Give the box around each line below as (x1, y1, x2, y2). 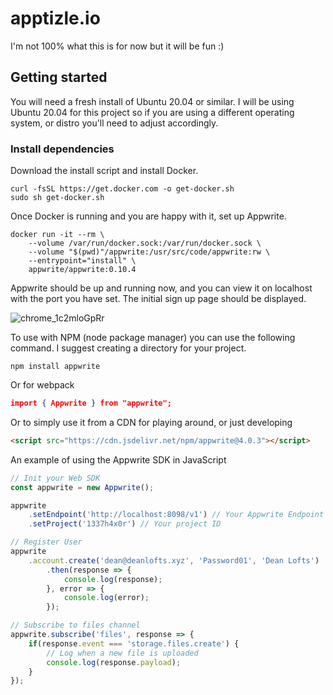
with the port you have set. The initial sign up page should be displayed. (10, 293, 307, 305)
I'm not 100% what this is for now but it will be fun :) (10, 40, 225, 52)
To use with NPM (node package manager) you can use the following (10, 332, 296, 344)
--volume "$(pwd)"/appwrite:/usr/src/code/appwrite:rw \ (28, 247, 271, 257)
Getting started (10, 69, 108, 86)
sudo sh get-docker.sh (10, 193, 105, 203)
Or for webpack (10, 379, 75, 391)
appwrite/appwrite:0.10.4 (28, 265, 137, 275)
